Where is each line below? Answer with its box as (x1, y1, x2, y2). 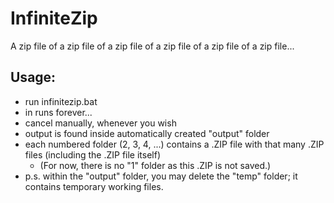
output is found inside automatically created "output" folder (24, 127, 270, 139)
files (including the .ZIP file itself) (24, 148, 162, 161)
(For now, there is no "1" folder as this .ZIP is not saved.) (39, 159, 272, 171)
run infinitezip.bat (24, 95, 98, 107)
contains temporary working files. (24, 180, 164, 192)
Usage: (10, 69, 57, 86)
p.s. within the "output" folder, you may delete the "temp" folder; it (24, 170, 298, 182)
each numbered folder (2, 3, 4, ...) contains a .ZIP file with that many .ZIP (24, 138, 325, 150)
